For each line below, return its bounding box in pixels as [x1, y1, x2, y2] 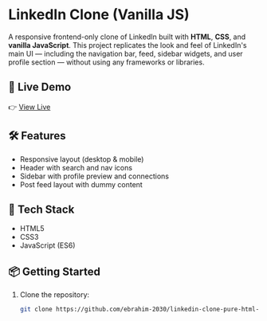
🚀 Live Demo [8, 80, 72, 94]
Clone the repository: [19, 290, 90, 299]
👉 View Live [8, 102, 51, 112]
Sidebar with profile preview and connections [19, 171, 170, 181]
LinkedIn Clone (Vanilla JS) [8, 6, 190, 24]
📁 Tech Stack [8, 202, 75, 216]
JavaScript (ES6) [19, 241, 76, 250]
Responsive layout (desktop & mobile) [19, 154, 144, 164]
